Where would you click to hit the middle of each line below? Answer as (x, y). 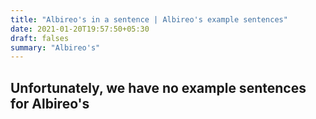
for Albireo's (50, 103)
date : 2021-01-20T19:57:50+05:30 (80, 29)
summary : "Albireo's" (55, 47)
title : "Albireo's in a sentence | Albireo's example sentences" (149, 19)
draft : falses (40, 38)
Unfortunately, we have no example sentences (158, 87)
